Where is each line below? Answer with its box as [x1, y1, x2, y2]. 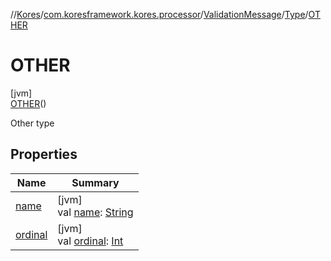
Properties [10, 146, 78, 163]
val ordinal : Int [57, 234, 124, 248]
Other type [10, 117, 55, 129]
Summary [71, 175, 120, 189]
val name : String [57, 205, 134, 219]
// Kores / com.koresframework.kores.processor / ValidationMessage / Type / [10, 9, 309, 20]
